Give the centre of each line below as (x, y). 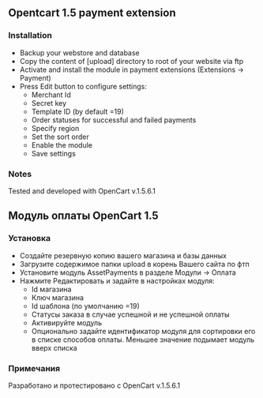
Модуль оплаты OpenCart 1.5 (84, 216)
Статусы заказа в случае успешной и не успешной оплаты (131, 314)
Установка (30, 238)
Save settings (54, 153)
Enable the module (62, 145)
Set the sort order (60, 137)
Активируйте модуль (67, 322)
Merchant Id (51, 95)
